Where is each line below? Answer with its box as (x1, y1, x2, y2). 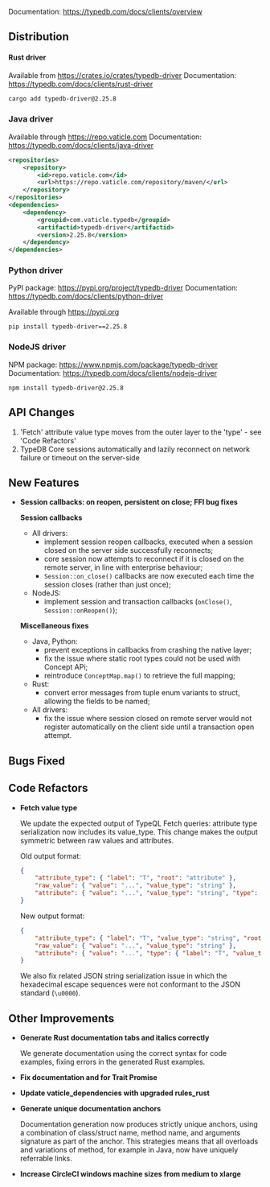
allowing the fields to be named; (43, 696, 150, 707)
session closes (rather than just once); (43, 579, 171, 590)
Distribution (8, 30, 70, 43)
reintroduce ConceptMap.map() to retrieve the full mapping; (43, 671, 235, 681)
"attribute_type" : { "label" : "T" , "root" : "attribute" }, (35, 874, 237, 882)
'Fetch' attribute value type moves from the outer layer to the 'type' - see (19, 427, 262, 437)
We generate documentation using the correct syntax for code (19, 1049, 227, 1058)
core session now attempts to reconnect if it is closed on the (43, 554, 244, 564)
